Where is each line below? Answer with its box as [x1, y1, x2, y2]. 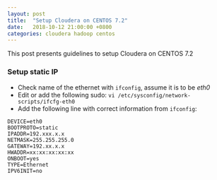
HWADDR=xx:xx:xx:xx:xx [7, 149, 74, 156]
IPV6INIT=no [7, 167, 42, 174]
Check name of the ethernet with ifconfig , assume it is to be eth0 [17, 83, 211, 92]
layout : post [7, 10, 46, 18]
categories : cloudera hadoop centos [7, 30, 115, 37]
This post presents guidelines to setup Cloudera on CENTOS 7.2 [7, 49, 194, 58]
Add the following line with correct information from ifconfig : [17, 104, 197, 113]
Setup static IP [7, 67, 59, 77]
